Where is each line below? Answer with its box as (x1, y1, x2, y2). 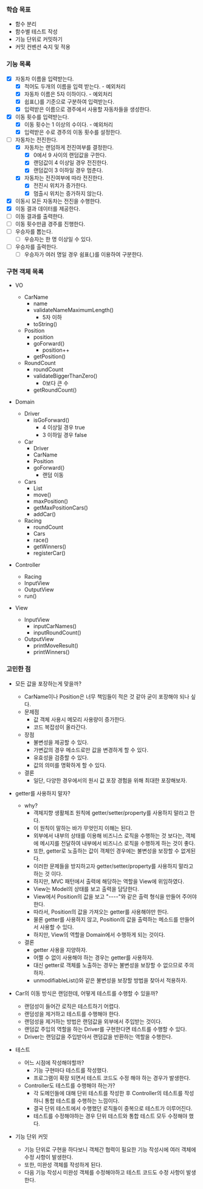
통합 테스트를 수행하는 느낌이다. (44, 1097, 120, 1104)
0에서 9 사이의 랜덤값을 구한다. (33, 151, 107, 159)
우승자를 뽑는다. (15, 227, 53, 235)
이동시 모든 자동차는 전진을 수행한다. (15, 197, 101, 205)
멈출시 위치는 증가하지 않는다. (33, 190, 103, 197)
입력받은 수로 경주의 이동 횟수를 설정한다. (24, 129, 122, 136)
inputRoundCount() (33, 629, 81, 636)
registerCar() (33, 550, 66, 557)
